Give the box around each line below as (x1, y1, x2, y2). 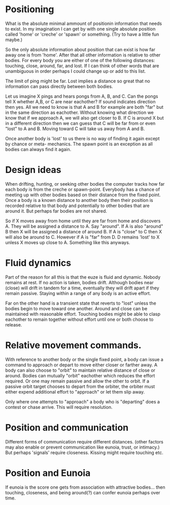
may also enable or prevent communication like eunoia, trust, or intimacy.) (5, 444, 160, 450)
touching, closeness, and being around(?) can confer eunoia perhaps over (5, 489, 161, 495)
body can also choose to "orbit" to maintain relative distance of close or (5, 367, 156, 373)
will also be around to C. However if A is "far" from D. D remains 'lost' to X (5, 234, 160, 240)
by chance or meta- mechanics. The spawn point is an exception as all (5, 141, 153, 147)
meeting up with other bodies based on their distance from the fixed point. (5, 192, 161, 198)
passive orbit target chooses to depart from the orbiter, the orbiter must (5, 383, 155, 390)
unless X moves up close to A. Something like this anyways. (5, 239, 130, 245)
